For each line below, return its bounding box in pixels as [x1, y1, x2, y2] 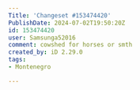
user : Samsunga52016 [8, 33, 77, 42]
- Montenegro [8, 63, 51, 71]
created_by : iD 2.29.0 [8, 48, 83, 56]
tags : [8, 56, 26, 64]
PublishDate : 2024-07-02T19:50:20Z [8, 19, 126, 27]
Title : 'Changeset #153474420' [8, 11, 112, 20]
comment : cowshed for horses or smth [8, 41, 133, 49]
